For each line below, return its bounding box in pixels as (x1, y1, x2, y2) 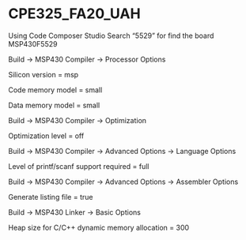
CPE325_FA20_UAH (8, 5, 141, 23)
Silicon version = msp (8, 69, 79, 79)
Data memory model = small (8, 100, 100, 110)
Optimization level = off (8, 131, 85, 141)
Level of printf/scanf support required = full (8, 161, 149, 171)
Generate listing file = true (8, 192, 93, 201)
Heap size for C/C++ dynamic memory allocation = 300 (8, 223, 190, 232)
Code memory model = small (8, 84, 103, 95)
